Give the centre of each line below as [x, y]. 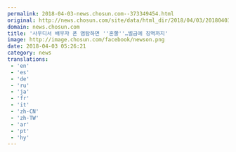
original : [22, 20]
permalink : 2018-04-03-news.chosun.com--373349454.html [91, 14]
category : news [29, 53]
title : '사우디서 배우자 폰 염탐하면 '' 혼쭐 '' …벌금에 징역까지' [88, 33]
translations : [28, 60]
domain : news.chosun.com [44, 27]
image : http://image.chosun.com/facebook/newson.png [86, 40]
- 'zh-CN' [25, 111]
